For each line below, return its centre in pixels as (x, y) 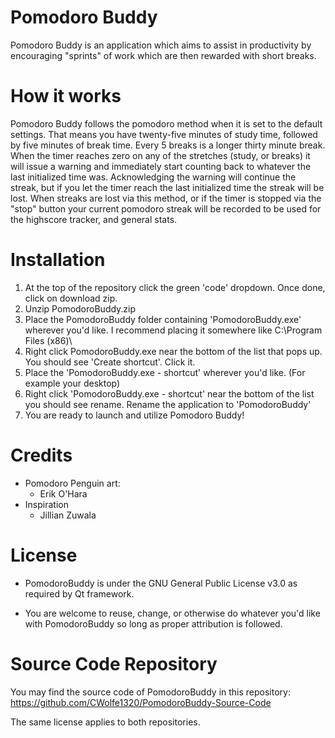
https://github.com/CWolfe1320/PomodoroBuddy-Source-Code (141, 702)
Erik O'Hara (63, 493)
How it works (66, 96)
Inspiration (46, 504)
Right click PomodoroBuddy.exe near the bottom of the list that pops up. (173, 351)
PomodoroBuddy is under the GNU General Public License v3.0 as (161, 583)
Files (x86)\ (48, 340)
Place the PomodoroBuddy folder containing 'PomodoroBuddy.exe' (163, 319)
